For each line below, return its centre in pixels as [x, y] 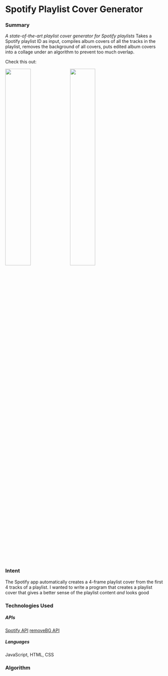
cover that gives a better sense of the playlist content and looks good [77, 592]
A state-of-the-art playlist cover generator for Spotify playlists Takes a [78, 36]
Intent [13, 571]
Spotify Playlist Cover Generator [74, 9]
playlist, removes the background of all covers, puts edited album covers [80, 47]
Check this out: [21, 62]
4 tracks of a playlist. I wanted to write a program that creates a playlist [79, 587]
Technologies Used [29, 605]
